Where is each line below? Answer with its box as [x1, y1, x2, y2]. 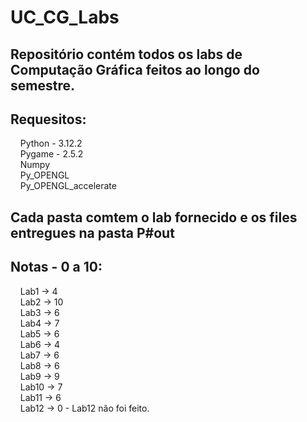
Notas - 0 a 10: [10, 259, 103, 276]
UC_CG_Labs [10, 6, 120, 29]
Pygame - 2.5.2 [19, 148, 84, 160]
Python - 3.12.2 [19, 137, 83, 150]
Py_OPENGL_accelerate [19, 180, 117, 192]
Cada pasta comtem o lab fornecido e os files [10, 209, 298, 226]
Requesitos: [10, 111, 87, 128]
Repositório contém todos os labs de [10, 46, 243, 63]
